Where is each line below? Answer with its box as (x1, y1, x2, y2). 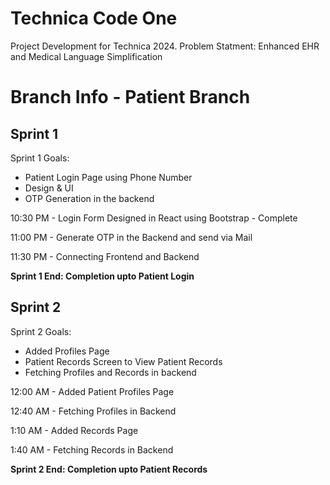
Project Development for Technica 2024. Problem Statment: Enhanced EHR (10, 40, 320, 52)
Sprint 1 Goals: (10, 152, 70, 164)
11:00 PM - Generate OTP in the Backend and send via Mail (10, 231, 253, 243)
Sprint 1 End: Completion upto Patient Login (10, 270, 195, 282)
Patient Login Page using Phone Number (24, 171, 193, 183)
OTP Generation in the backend (24, 192, 155, 204)
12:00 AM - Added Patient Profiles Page (10, 385, 175, 397)
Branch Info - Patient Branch (10, 86, 251, 109)
